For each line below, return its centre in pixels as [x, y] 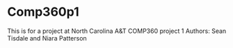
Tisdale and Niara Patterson [47, 38]
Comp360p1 [43, 12]
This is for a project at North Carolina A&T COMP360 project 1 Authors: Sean [117, 31]
